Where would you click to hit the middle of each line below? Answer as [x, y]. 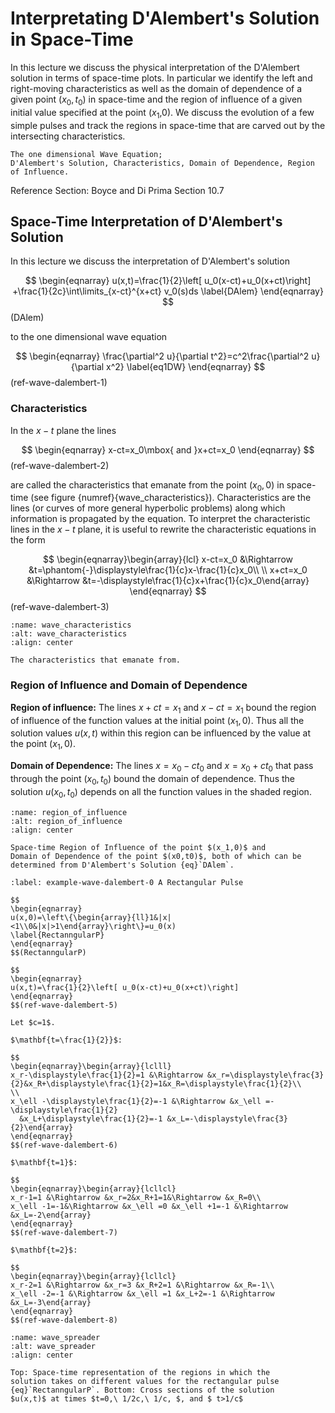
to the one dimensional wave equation [89, 337]
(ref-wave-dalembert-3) [60, 607]
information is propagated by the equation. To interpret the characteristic [160, 519]
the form [28, 540]
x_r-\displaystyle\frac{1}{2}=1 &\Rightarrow [106, 1075]
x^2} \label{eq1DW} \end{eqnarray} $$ [186, 367]
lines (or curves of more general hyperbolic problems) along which [148, 508]
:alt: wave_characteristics [69, 634]
